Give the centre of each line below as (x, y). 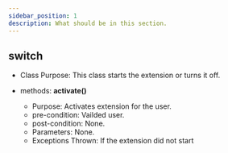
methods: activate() (53, 91)
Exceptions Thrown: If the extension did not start (113, 141)
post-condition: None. (68, 124)
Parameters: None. (63, 132)
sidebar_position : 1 (43, 16)
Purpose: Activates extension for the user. (102, 106)
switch (26, 56)
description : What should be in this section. (88, 23)
